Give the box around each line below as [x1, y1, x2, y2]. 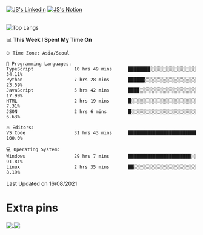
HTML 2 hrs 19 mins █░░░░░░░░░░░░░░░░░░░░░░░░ [6, 98, 197, 104]
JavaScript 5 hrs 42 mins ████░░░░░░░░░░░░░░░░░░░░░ [6, 87, 197, 94]
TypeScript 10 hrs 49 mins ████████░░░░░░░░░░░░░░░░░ [6, 66, 197, 72]
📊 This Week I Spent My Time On [6, 36, 92, 43]
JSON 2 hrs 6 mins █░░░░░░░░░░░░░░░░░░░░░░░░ [6, 109, 197, 115]
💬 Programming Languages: [6, 61, 72, 67]
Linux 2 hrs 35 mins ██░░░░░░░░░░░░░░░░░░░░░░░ [6, 164, 197, 170]
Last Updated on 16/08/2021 [6, 180, 78, 187]
